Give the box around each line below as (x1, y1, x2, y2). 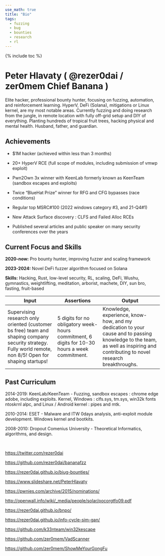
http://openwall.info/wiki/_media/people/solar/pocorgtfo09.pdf (5, 498, 132, 504)
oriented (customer (7, 321, 53, 328)
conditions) (12, 195, 35, 201)
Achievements (5, 138, 51, 146)
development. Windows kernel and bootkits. (5, 416, 94, 422)
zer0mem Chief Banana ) (5, 80, 109, 92)
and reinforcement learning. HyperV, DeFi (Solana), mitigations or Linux (5, 102, 150, 108)
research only (7, 315, 39, 322)
